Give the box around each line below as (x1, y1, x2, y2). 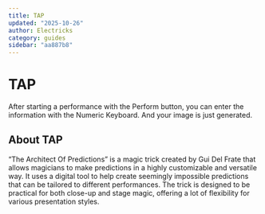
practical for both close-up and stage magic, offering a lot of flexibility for (8, 188, 250, 197)
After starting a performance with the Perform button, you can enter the (8, 102, 244, 111)
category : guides (8, 33, 66, 42)
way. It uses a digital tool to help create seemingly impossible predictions (8, 171, 249, 181)
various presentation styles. (8, 196, 100, 206)
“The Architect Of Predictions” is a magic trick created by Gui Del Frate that (8, 154, 256, 164)
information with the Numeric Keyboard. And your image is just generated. (8, 111, 253, 120)
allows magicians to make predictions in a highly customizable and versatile (8, 162, 258, 172)
